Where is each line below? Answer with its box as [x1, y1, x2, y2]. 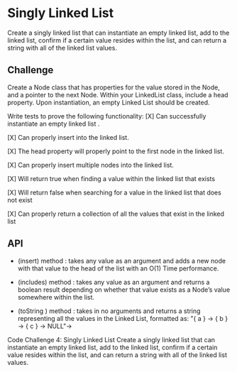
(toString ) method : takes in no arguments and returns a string [17, 307, 201, 315]
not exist [7, 195, 33, 204]
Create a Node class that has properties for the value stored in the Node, [7, 83, 220, 92]
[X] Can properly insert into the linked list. [7, 133, 129, 141]
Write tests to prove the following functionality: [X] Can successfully [7, 111, 206, 120]
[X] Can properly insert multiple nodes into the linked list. [7, 160, 174, 169]
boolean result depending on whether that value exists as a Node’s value [17, 285, 231, 294]
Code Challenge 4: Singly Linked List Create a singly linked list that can [7, 335, 215, 344]
